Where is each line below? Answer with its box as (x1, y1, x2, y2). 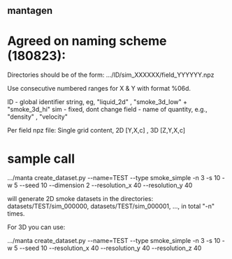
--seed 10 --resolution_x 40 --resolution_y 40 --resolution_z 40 (19, 244, 202, 253)
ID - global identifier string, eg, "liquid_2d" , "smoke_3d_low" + (7, 98, 187, 106)
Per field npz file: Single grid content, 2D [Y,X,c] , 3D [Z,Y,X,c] (7, 126, 186, 135)
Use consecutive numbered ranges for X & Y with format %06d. (7, 84, 191, 93)
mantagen (7, 5, 53, 17)
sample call (7, 151, 75, 166)
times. (7, 209, 25, 218)
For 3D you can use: (7, 223, 66, 232)
